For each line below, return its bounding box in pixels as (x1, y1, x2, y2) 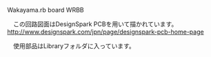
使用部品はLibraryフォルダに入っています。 (12, 42, 136, 50)
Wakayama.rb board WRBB (7, 6, 84, 14)
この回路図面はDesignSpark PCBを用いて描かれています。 (12, 20, 178, 28)
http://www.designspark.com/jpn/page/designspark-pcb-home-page (7, 27, 205, 36)
